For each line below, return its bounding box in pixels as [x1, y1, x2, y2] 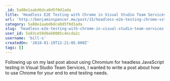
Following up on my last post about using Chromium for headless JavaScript [5, 59, 164, 65]
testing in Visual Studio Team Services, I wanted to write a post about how [5, 64, 160, 70]
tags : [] [5, 45, 24, 50]
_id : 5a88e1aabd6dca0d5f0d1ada [5, 7, 71, 13]
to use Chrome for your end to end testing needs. [5, 69, 108, 76]
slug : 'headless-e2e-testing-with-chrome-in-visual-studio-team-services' [5, 26, 166, 31]
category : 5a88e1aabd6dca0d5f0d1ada [5, 21, 82, 27]
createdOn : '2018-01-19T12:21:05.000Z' [5, 40, 90, 46]
